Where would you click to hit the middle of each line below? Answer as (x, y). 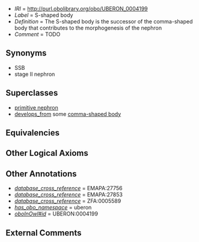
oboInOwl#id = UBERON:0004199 (56, 214)
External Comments (44, 233)
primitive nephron (36, 107)
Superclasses (32, 93)
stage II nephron (35, 74)
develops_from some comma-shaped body (68, 114)
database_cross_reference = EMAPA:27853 (68, 194)
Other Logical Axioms (47, 153)
